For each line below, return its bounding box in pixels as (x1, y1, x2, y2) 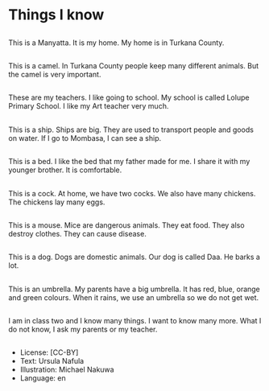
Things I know (8, 6, 105, 24)
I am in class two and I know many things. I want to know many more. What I (8, 316, 262, 326)
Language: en (19, 373, 66, 383)
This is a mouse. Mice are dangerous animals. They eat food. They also (8, 220, 245, 230)
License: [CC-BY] (19, 348, 79, 357)
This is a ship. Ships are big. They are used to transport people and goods (8, 125, 254, 134)
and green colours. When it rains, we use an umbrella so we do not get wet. (8, 292, 259, 303)
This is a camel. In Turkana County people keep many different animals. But (8, 60, 259, 70)
